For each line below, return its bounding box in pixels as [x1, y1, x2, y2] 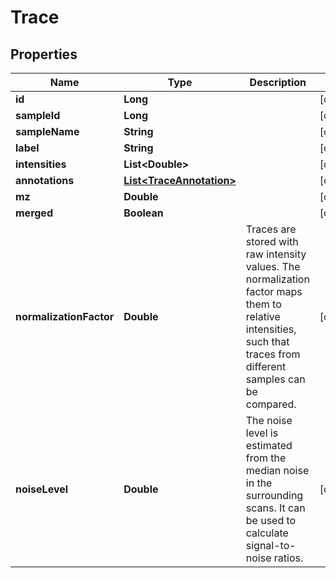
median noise [245, 464, 310, 477]
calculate [245, 526, 289, 540]
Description [249, 76, 307, 89]
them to [245, 297, 282, 311]
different [245, 360, 287, 373]
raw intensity [245, 247, 307, 261]
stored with [245, 235, 299, 248]
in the [245, 476, 273, 490]
